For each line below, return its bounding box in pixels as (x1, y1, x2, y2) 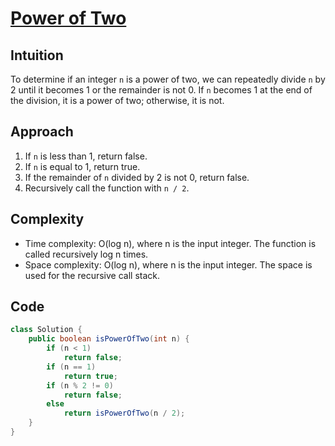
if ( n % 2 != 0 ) (46, 380, 114, 391)
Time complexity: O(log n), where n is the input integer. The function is (24, 237, 317, 249)
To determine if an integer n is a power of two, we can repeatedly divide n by (10, 73, 326, 85)
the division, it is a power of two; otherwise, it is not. (10, 95, 225, 106)
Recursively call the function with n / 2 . (24, 182, 190, 194)
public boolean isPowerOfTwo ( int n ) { (28, 334, 190, 344)
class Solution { (10, 325, 83, 335)
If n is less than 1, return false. (24, 150, 148, 162)
